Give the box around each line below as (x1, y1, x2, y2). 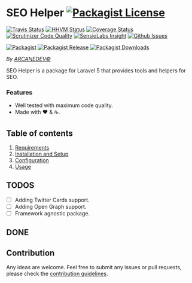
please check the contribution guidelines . (6, 270, 108, 278)
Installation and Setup (14, 150, 69, 158)
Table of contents (6, 128, 73, 138)
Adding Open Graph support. (14, 203, 87, 210)
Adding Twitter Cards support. (14, 196, 90, 203)
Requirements (14, 144, 50, 151)
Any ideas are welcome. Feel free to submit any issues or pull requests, (6, 264, 182, 271)
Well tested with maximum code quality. (14, 102, 114, 109)
